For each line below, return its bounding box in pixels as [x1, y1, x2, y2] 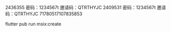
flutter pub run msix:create [5, 21, 61, 27]
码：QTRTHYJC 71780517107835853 [5, 11, 83, 17]
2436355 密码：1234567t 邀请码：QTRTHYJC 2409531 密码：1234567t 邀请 [5, 5, 166, 10]
